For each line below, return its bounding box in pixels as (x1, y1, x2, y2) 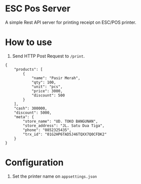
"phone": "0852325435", (23, 127, 71, 133)
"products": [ (14, 67, 43, 72)
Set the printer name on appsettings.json (12, 173, 97, 179)
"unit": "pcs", (31, 84, 63, 89)
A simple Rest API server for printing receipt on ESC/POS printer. (5, 19, 137, 25)
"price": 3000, (31, 89, 63, 93)
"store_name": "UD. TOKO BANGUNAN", (23, 119, 98, 124)
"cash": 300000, (14, 106, 48, 111)
